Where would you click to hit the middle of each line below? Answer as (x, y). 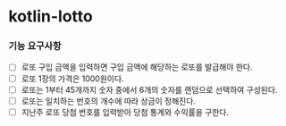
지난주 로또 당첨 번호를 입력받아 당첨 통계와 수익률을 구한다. (125, 112)
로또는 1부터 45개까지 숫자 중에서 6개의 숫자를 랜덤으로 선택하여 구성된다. (149, 89)
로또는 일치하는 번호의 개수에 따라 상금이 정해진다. (108, 101)
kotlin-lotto (50, 17)
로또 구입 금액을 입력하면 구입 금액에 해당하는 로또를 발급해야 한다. (137, 67)
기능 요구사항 (35, 46)
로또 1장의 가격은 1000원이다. (72, 79)
